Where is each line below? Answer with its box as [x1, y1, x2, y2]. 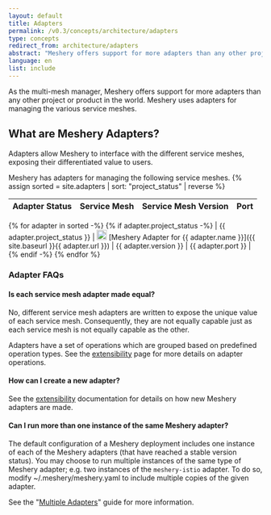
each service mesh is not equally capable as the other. [8, 324, 190, 334]
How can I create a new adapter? [8, 376, 120, 386]
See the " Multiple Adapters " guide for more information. [8, 497, 194, 507]
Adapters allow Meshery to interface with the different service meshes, [8, 149, 244, 158]
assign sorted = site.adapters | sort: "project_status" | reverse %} [8, 181, 226, 191]
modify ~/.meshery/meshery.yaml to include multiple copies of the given [8, 473, 249, 483]
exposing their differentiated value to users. [8, 157, 153, 166]
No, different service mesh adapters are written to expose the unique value [8, 308, 258, 317]
